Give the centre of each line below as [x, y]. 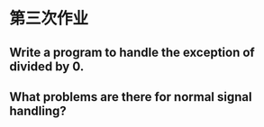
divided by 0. [47, 66]
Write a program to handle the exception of [132, 52]
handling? [38, 110]
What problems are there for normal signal [131, 97]
